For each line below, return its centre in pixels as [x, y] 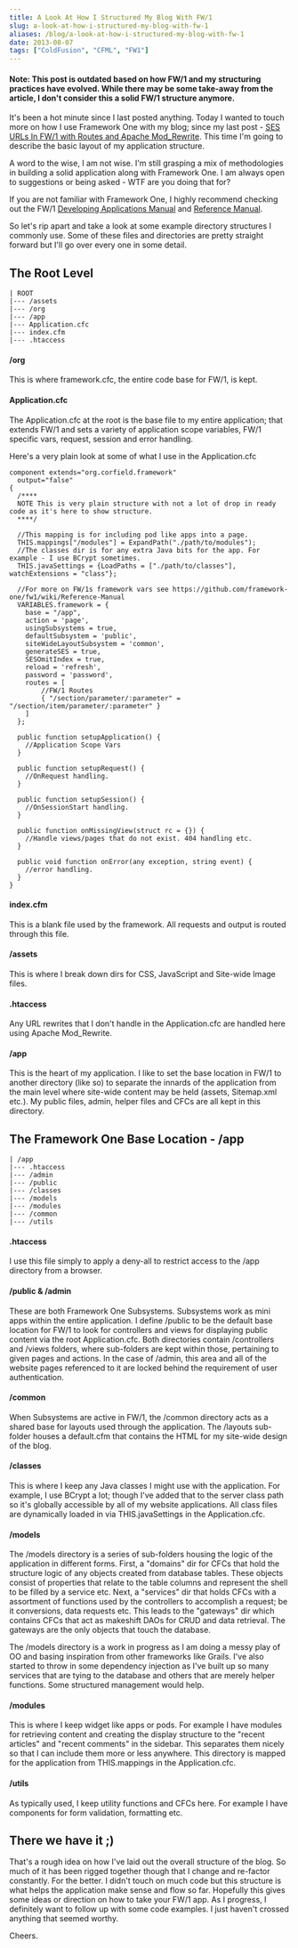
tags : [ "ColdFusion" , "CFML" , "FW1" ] [79, 51]
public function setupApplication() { [89, 737]
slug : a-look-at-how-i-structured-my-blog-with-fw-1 [109, 26]
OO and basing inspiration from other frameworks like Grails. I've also [137, 1657]
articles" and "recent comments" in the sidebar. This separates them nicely [147, 1744]
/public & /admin [40, 1290]
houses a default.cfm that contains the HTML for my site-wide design [160, 1436]
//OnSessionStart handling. [77, 807]
